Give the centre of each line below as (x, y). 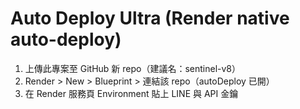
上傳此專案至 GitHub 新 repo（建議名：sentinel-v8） (133, 68)
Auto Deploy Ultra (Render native (150, 18)
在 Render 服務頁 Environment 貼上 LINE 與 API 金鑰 (131, 93)
